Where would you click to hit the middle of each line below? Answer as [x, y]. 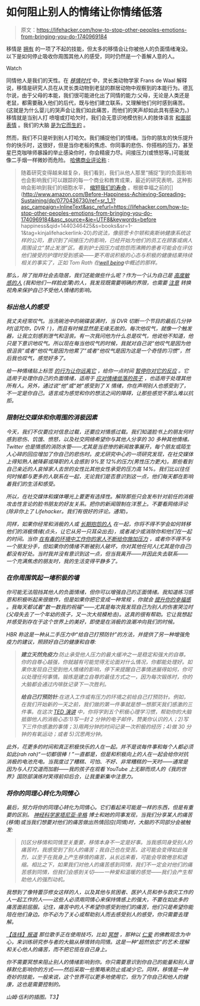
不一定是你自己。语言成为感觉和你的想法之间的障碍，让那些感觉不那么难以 [97, 393]
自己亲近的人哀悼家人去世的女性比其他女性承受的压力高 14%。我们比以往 [96, 469]
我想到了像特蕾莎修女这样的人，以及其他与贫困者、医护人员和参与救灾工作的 [100, 892]
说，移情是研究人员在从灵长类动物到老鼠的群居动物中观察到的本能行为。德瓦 [100, 87]
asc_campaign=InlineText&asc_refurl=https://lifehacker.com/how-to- [105, 206]
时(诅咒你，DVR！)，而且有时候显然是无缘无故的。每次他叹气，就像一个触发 [99, 328]
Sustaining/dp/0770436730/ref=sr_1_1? [68, 200]
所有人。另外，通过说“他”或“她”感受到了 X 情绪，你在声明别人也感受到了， [98, 386]
